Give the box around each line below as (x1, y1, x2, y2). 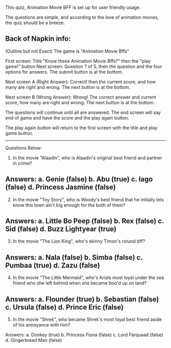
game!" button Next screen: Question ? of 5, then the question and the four (5, 63, 162, 69)
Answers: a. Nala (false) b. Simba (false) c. (5, 253, 143, 262)
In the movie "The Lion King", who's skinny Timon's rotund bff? (12, 238, 146, 244)
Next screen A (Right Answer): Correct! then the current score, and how (5, 79, 156, 85)
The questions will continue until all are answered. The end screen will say (5, 109, 161, 115)
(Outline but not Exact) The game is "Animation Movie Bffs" (5, 48, 129, 54)
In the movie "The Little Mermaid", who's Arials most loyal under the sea (12, 274, 164, 281)
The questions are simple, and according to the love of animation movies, (5, 14, 159, 20)
